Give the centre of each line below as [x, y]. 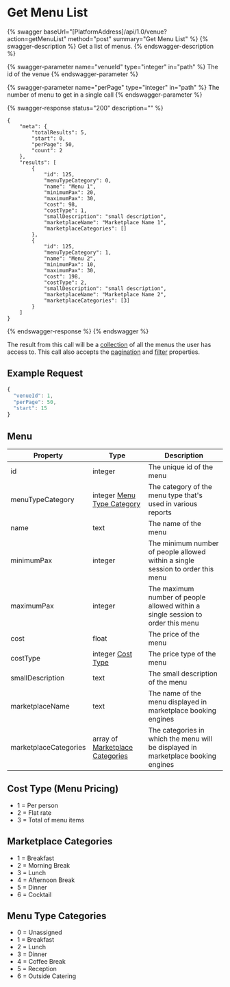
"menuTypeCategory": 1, [77, 252]
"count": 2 [47, 150]
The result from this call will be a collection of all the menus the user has [109, 344]
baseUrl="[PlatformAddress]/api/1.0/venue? [105, 32]
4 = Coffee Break [41, 962]
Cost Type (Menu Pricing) [63, 789]
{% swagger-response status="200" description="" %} [85, 108]
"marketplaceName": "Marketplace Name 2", [105, 294]
